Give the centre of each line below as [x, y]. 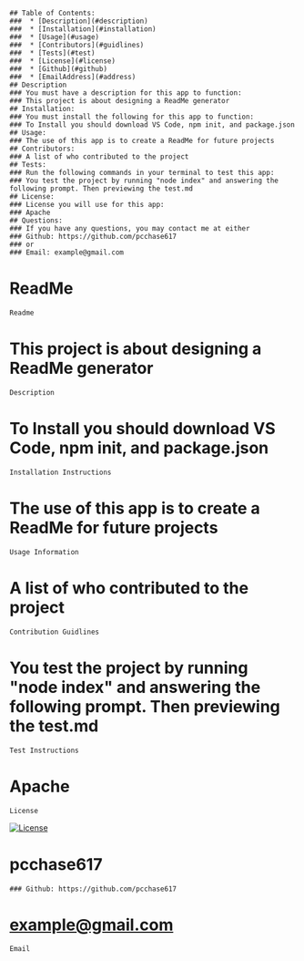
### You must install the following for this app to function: [132, 117]
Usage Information [44, 552]
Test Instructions [44, 750]
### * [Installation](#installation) [83, 29]
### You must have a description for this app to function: [126, 93]
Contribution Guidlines [55, 632]
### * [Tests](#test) [52, 53]
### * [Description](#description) [79, 21]
